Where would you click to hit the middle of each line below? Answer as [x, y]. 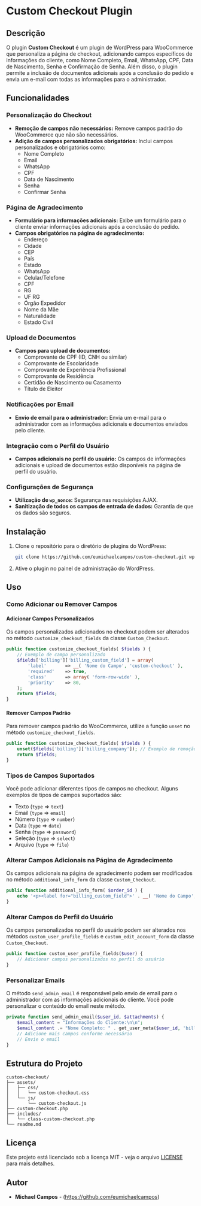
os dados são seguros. [43, 513]
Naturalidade [39, 316]
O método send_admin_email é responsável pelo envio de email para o [92, 993]
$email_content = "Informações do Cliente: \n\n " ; [80, 1023]
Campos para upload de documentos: [63, 351]
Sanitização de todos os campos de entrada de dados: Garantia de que [104, 507]
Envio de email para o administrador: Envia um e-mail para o [90, 417]
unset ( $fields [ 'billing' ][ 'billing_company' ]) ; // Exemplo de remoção [107, 749]
